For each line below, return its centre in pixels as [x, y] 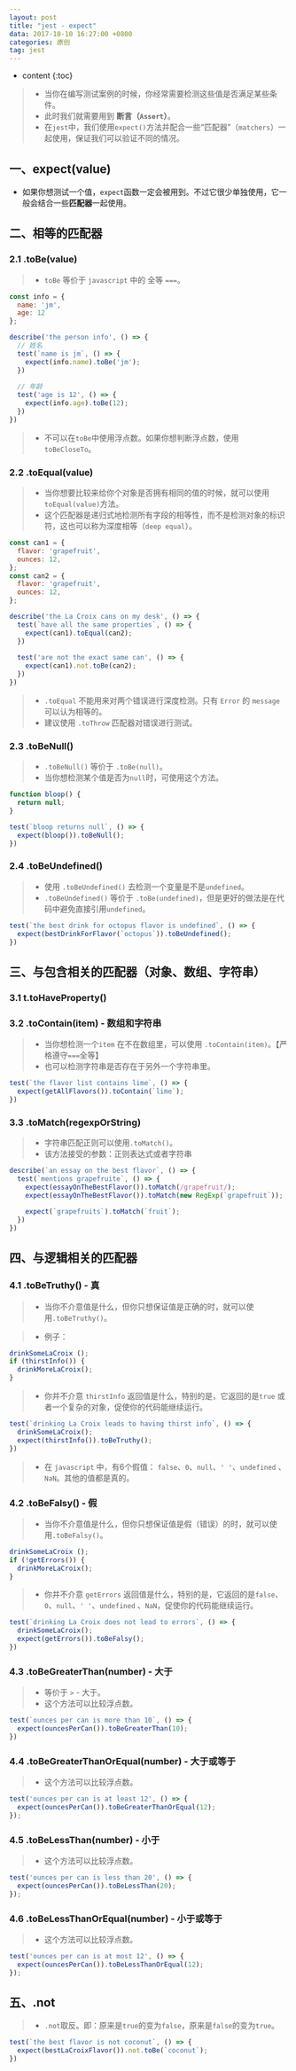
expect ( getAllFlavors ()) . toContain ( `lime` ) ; [101, 1091]
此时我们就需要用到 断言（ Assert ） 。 [109, 116]
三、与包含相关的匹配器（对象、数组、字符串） [137, 972]
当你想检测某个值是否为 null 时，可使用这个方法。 [134, 778]
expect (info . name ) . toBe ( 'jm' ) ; [83, 362]
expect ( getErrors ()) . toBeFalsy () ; [81, 1639]
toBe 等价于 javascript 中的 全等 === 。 [114, 279]
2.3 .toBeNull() [41, 746]
